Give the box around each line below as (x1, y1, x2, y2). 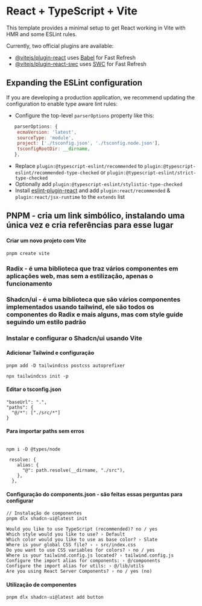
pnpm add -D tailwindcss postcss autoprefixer (6, 363, 125, 369)
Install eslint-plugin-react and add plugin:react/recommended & (14, 187, 171, 194)
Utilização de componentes (6, 581, 77, 588)
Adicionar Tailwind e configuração (6, 349, 95, 356)
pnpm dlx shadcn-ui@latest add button (6, 595, 104, 601)
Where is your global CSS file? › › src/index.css (6, 542, 136, 548)
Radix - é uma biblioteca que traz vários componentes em (6, 264, 178, 272)
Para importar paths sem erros (6, 428, 84, 435)
